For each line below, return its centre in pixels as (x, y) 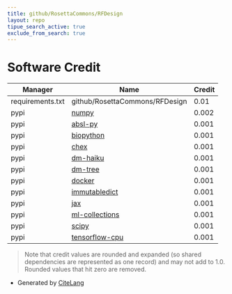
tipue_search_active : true (46, 26)
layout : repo (26, 20)
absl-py (85, 124)
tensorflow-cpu (98, 238)
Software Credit (54, 68)
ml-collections (95, 215)
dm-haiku (88, 158)
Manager (38, 90)
